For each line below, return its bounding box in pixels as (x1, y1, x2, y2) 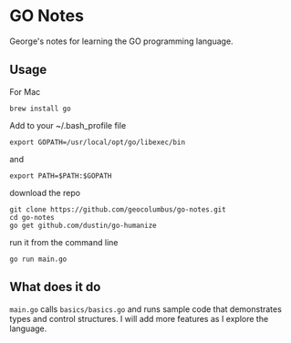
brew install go (9, 104, 71, 113)
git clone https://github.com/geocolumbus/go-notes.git (9, 204, 226, 214)
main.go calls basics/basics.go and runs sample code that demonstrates (9, 303, 283, 315)
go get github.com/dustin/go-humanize (9, 221, 157, 230)
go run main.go (9, 255, 68, 264)
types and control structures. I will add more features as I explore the (9, 313, 269, 324)
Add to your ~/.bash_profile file (9, 120, 127, 130)
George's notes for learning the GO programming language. (9, 36, 234, 47)
